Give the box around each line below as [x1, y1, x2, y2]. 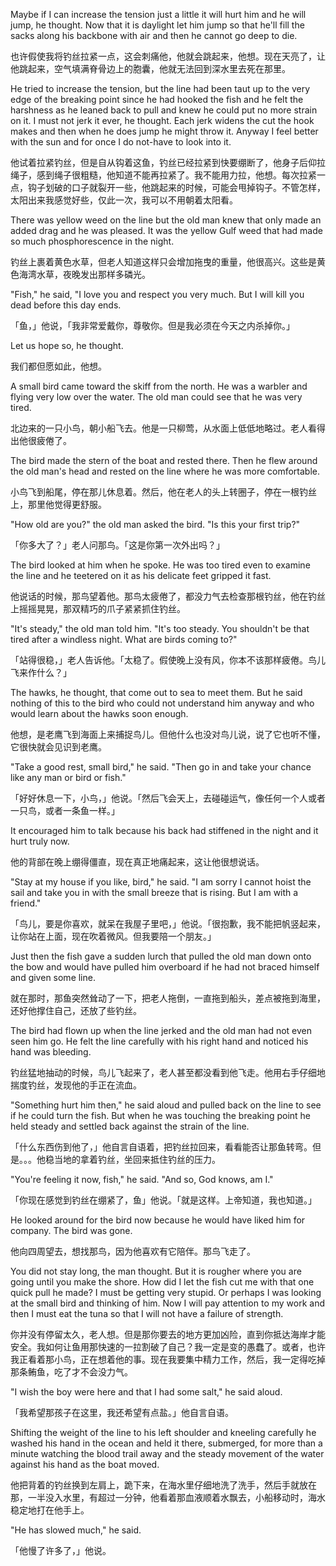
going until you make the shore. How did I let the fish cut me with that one [10, 1276, 315, 1288]
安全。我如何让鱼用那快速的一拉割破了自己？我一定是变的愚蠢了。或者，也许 [10, 1341, 326, 1353]
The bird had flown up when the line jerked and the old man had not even [10, 1025, 313, 1036]
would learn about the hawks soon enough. [10, 708, 189, 719]
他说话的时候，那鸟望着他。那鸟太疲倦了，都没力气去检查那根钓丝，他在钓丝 [10, 590, 326, 602]
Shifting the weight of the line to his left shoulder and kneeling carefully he [10, 1427, 317, 1438]
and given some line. [10, 972, 96, 983]
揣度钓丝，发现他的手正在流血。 [10, 1079, 142, 1091]
